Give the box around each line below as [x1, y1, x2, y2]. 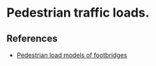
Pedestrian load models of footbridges [16, 51, 127, 59]
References [6, 33, 58, 44]
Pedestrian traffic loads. [6, 5, 150, 21]
